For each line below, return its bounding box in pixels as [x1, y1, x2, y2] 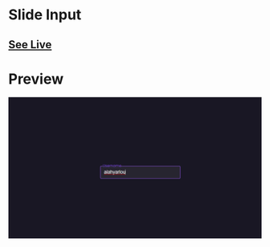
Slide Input [8, 6, 82, 24]
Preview [8, 70, 64, 88]
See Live [8, 38, 52, 51]
